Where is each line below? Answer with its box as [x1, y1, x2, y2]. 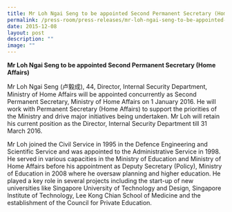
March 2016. [7, 127, 43, 135]
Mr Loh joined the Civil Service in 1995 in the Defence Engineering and [7, 140, 209, 148]
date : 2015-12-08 [7, 23, 57, 30]
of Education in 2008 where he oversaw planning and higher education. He [7, 169, 221, 178]
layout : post [7, 29, 45, 36]
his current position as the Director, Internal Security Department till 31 [7, 120, 207, 127]
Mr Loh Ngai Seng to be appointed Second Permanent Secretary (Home [7, 61, 216, 69]
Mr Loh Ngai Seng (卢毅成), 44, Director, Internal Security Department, [7, 83, 207, 90]
